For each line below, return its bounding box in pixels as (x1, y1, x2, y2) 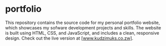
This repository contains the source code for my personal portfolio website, (5, 20, 161, 25)
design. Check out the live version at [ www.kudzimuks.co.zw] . (5, 35, 134, 41)
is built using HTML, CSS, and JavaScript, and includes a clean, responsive (5, 30, 160, 36)
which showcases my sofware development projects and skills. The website (5, 24, 161, 30)
